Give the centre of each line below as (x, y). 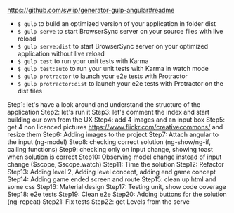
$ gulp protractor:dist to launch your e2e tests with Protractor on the (120, 83)
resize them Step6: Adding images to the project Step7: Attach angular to (113, 134)
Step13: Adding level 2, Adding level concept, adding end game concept (112, 172)
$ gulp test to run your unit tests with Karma (83, 61)
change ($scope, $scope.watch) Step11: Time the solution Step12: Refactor (116, 164)
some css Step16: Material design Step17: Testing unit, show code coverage (117, 187)
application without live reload (61, 53)
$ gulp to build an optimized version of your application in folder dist (117, 24)
